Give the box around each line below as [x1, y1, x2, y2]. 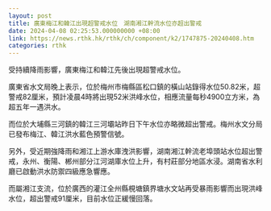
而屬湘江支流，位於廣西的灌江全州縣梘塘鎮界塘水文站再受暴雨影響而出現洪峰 [8, 184, 263, 193]
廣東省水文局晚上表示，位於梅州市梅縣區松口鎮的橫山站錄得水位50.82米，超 [8, 82, 261, 92]
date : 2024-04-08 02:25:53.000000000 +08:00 [8, 27, 161, 35]
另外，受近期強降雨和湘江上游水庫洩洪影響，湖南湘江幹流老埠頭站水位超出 [8, 147, 256, 156]
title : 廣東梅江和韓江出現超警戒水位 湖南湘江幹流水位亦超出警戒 [8, 19, 202, 27]
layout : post [8, 11, 52, 20]
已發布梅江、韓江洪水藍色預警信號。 [8, 130, 129, 139]
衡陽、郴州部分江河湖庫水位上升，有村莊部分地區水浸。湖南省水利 [43, 156, 263, 166]
